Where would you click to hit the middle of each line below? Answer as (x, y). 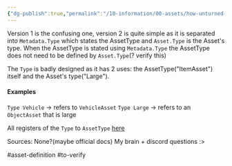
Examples (22, 92)
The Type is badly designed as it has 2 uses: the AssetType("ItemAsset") (110, 68)
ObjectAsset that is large (42, 114)
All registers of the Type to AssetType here (66, 128)
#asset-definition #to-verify (47, 155)
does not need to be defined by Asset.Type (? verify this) (87, 55)
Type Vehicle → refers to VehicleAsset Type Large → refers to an (99, 107)
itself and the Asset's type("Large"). (58, 76)
